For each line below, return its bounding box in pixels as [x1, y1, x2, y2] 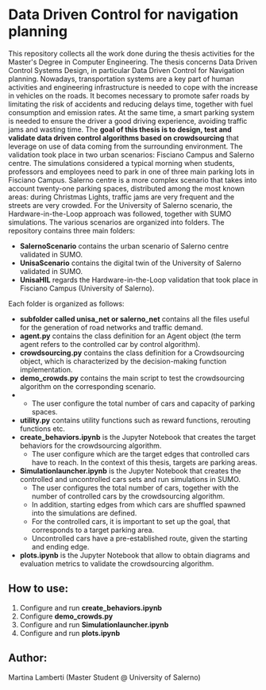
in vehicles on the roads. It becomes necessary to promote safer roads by [8, 91, 250, 100]
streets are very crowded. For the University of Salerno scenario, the [8, 200, 233, 210]
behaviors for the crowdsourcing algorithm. [19, 441, 162, 450]
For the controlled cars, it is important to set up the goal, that [31, 516, 230, 526]
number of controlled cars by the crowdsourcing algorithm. [31, 491, 226, 501]
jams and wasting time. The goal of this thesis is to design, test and [8, 125, 232, 134]
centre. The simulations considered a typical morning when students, [8, 158, 235, 168]
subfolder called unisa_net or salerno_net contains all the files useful [19, 314, 250, 323]
